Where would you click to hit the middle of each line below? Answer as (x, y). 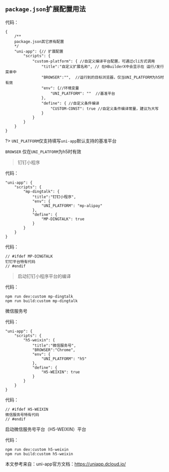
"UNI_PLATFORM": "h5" (64, 359)
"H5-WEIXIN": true (61, 372)
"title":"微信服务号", (54, 346)
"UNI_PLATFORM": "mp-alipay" (72, 206)
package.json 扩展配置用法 (45, 9)
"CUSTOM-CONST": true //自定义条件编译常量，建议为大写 (104, 109)
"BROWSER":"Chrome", (54, 350)
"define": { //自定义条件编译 (70, 103)
